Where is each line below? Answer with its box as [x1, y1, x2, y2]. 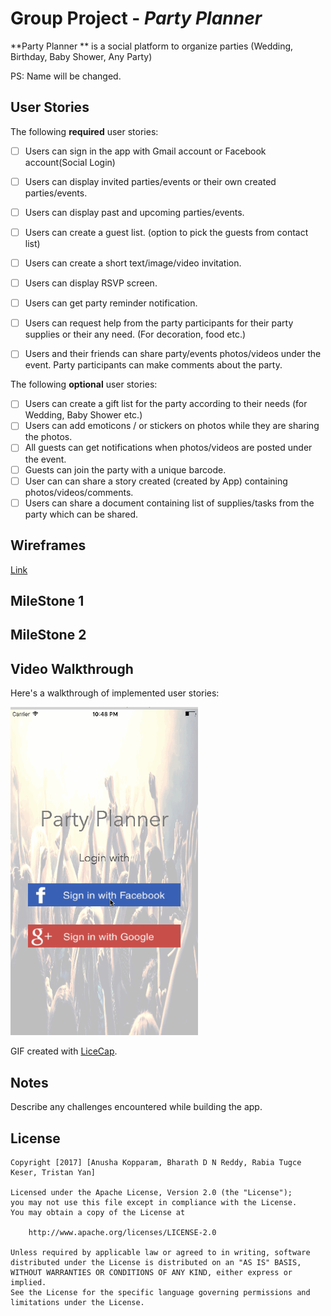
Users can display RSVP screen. [24, 277, 158, 289]
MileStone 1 [10, 592, 85, 609]
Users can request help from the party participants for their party [24, 317, 294, 329]
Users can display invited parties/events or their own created [24, 175, 277, 187]
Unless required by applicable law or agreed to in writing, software [10, 1248, 311, 1258]
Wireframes [10, 537, 87, 554]
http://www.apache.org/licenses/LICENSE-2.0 [28, 1228, 217, 1238]
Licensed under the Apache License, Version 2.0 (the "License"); [10, 1188, 293, 1198]
